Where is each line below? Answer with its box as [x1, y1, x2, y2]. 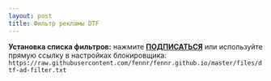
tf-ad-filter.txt [8, 66, 67, 74]
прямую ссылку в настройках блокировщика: [8, 50, 167, 60]
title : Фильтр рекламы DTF [8, 19, 100, 28]
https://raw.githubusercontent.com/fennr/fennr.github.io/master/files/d [8, 58, 263, 67]
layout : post [8, 11, 53, 20]
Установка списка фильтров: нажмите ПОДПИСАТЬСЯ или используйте [8, 41, 263, 51]
